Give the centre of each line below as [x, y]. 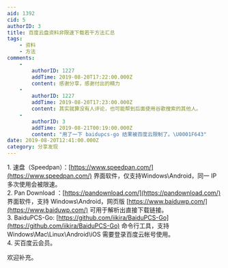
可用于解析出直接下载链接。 [129, 210]
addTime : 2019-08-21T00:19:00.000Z [82, 128]
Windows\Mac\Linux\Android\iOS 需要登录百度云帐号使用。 [91, 234]
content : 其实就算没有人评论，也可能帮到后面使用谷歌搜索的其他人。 [116, 109]
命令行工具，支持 [145, 226]
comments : [21, 58]
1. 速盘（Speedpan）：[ [39, 167]
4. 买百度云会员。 [32, 243]
